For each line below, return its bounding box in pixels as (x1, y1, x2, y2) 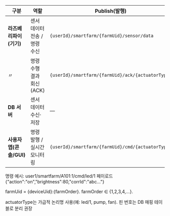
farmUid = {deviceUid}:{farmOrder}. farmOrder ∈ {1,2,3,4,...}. (5, 189, 133, 195)
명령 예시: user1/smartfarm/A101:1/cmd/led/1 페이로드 (5, 173, 113, 179)
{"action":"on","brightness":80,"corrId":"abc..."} (5, 179, 105, 184)
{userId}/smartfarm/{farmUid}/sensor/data (50, 33, 154, 39)
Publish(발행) (95, 8, 127, 14)
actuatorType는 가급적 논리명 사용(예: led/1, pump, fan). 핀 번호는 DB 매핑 (5, 199, 153, 205)
